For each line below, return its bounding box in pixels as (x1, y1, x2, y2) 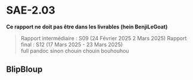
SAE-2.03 (6, 4, 55, 17)
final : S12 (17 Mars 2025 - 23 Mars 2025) (20, 41, 123, 48)
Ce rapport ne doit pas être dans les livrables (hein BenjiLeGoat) (6, 23, 168, 30)
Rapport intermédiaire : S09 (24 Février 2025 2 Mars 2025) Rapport (20, 34, 187, 41)
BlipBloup (6, 65, 43, 75)
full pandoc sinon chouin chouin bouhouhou (20, 47, 129, 54)
